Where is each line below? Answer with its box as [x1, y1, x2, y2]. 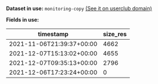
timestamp [37, 30, 69, 38]
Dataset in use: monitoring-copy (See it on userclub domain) [6, 5, 152, 12]
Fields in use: [6, 16, 39, 23]
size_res [103, 30, 127, 38]
